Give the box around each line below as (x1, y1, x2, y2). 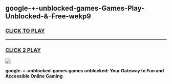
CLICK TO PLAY (5, 27, 45, 35)
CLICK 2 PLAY (5, 46, 41, 53)
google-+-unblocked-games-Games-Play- (5, 4, 145, 13)
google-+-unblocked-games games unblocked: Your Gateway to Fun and (5, 67, 164, 73)
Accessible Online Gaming (5, 73, 63, 79)
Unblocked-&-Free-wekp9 (5, 12, 91, 21)
